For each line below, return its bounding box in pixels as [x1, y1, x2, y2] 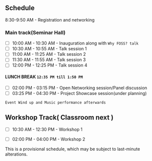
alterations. [5, 151, 28, 157]
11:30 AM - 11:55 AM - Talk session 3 [12, 57, 86, 63]
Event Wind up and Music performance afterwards [5, 100, 106, 105]
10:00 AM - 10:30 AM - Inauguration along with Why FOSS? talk [12, 40, 139, 46]
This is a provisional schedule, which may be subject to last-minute [5, 146, 140, 152]
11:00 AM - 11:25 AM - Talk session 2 [12, 51, 86, 57]
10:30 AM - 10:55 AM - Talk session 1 [12, 46, 87, 52]
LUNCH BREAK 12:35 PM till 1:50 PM [5, 74, 83, 80]
